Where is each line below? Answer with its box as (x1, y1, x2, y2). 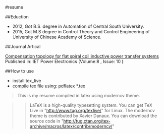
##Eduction (5, 14, 29, 19)
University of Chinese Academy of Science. (12, 34, 102, 40)
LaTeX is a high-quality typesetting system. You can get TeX (29, 102, 153, 108)
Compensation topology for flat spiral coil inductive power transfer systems (5, 53, 159, 59)
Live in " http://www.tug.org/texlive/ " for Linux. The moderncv (29, 108, 155, 113)
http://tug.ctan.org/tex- (63, 118, 110, 124)
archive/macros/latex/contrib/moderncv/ (29, 124, 112, 129)
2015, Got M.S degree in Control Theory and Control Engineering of (12, 29, 150, 34)
